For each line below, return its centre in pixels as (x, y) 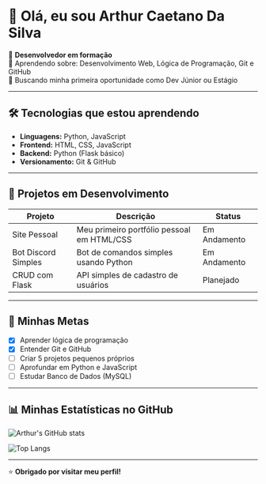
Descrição (136, 216)
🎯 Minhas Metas (49, 321)
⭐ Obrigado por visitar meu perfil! (65, 471)
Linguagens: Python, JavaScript (73, 136)
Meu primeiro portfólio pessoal (134, 229)
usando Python (104, 262)
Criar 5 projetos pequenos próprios (77, 358)
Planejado (221, 280)
